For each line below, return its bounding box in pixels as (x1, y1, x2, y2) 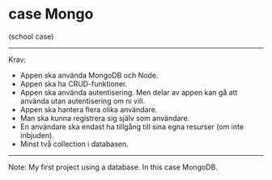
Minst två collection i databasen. (19, 139, 130, 149)
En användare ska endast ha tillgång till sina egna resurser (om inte (19, 122, 244, 132)
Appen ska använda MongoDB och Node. (19, 70, 159, 80)
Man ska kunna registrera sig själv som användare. (19, 113, 190, 123)
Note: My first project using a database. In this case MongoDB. (8, 162, 219, 172)
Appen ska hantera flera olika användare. (19, 104, 158, 114)
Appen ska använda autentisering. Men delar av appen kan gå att (19, 87, 238, 97)
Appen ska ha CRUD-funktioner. (19, 78, 128, 89)
